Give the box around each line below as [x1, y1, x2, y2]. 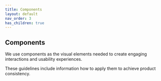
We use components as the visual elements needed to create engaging [5, 51, 147, 57]
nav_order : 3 [5, 16, 32, 21]
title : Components [5, 7, 42, 12]
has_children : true [5, 20, 45, 26]
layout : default [5, 12, 38, 16]
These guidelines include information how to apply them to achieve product [5, 66, 156, 71]
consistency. [5, 71, 31, 77]
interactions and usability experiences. [5, 56, 82, 62]
